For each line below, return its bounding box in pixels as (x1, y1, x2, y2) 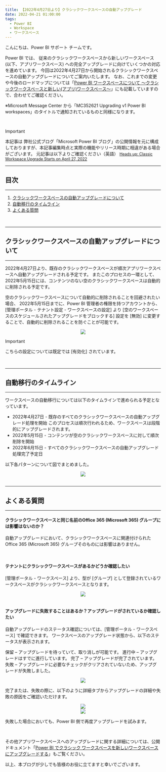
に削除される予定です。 (5, 284, 53, 289)
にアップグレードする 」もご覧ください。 (5, 751, 87, 757)
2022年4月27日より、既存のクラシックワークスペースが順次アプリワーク (5, 265, 153, 271)
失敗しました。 (22, 668, 53, 674)
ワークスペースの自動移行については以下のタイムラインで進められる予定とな (5, 397, 160, 403)
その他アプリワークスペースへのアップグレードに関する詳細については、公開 (5, 738, 161, 744)
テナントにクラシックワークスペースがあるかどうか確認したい (5, 563, 130, 569)
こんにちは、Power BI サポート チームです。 (5, 45, 95, 50)
